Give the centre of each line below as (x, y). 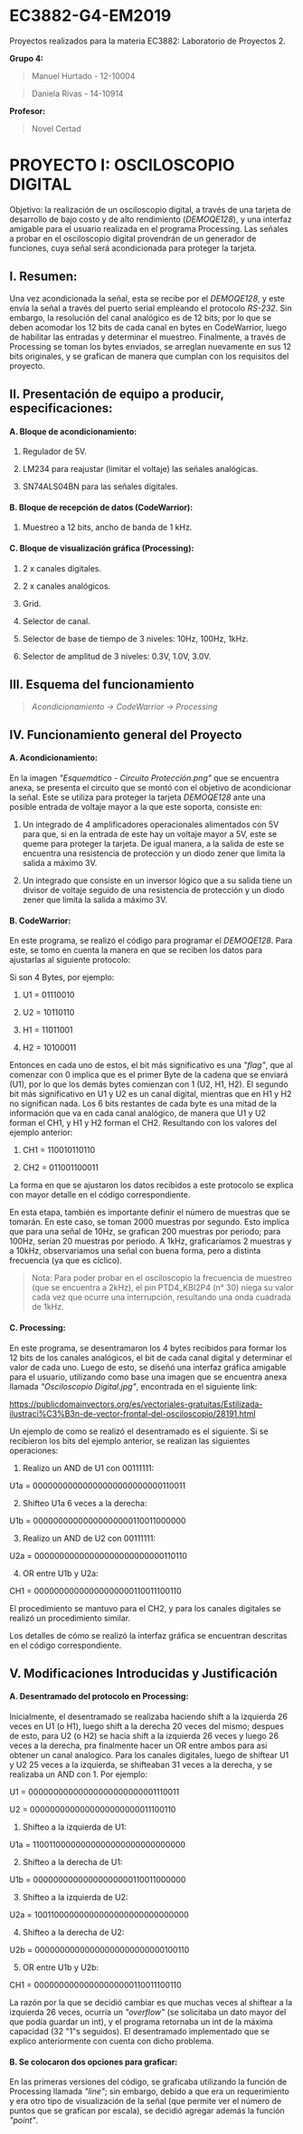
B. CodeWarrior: (40, 920)
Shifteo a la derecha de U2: (73, 1932)
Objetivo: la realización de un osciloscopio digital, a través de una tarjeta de (150, 209)
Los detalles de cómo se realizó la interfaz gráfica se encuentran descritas (148, 1635)
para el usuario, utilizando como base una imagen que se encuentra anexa (148, 1377)
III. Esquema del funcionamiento (102, 685)
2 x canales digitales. (62, 568)
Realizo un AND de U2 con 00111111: (89, 1538)
